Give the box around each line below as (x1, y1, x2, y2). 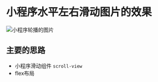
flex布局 (14, 70, 34, 77)
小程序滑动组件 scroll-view (14, 62, 83, 69)
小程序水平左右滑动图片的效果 (6, 5, 153, 19)
